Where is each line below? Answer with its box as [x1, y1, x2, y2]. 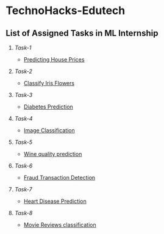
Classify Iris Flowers [23, 80, 74, 87]
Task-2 [14, 68, 33, 75]
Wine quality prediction [23, 151, 82, 157]
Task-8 [14, 210, 33, 216]
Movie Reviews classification [23, 221, 96, 229]
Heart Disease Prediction [23, 197, 87, 205]
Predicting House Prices [23, 56, 85, 63]
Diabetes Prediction [23, 103, 74, 110]
